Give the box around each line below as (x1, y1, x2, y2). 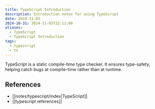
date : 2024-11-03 (5, 16, 40, 21)
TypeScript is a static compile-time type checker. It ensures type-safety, (5, 61, 150, 67)
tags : (5, 39, 16, 44)
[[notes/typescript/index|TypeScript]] (12, 93, 88, 99)
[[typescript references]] (12, 98, 62, 105)
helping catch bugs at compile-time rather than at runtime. (5, 66, 123, 72)
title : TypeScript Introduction (5, 7, 71, 12)
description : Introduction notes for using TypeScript (5, 12, 119, 17)
